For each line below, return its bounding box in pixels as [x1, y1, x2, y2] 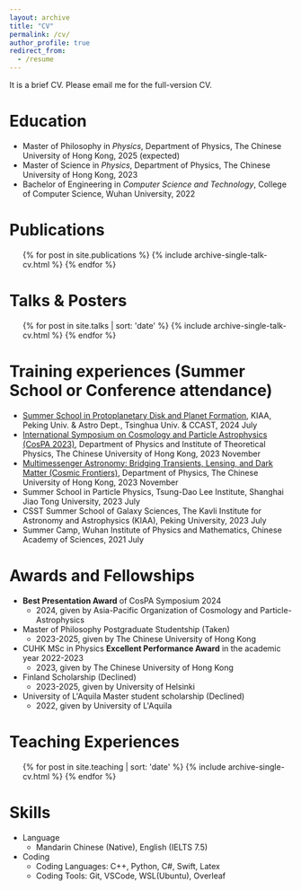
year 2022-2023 [22, 652, 84, 663]
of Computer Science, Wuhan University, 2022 [22, 188, 196, 198]
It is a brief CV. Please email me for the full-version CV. [9, 80, 213, 90]
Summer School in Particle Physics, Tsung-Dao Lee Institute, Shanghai [22, 486, 285, 497]
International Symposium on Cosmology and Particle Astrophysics [22, 428, 268, 440]
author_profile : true [9, 38, 91, 48]
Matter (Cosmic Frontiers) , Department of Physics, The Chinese [22, 467, 259, 478]
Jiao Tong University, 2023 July [22, 496, 141, 507]
